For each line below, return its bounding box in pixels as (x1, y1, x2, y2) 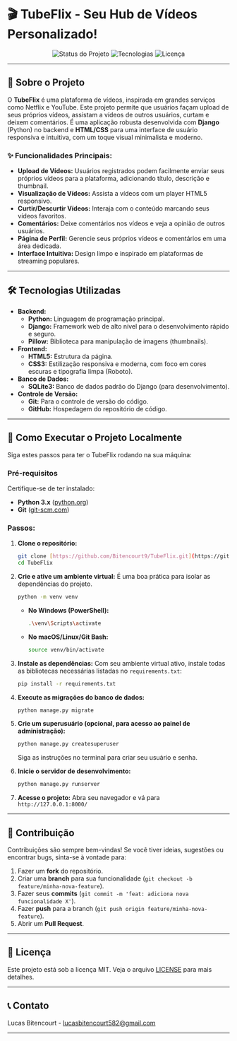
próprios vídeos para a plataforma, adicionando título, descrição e (17, 175, 210, 183)
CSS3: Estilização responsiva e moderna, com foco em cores (28, 359, 207, 368)
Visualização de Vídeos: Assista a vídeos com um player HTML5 (17, 189, 207, 198)
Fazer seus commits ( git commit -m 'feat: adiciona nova (17, 889, 189, 898)
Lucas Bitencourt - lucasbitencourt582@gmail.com (7, 1018, 156, 1027)
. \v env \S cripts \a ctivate (28, 620, 102, 627)
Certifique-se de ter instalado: (7, 484, 95, 493)
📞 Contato (7, 1000, 49, 1012)
